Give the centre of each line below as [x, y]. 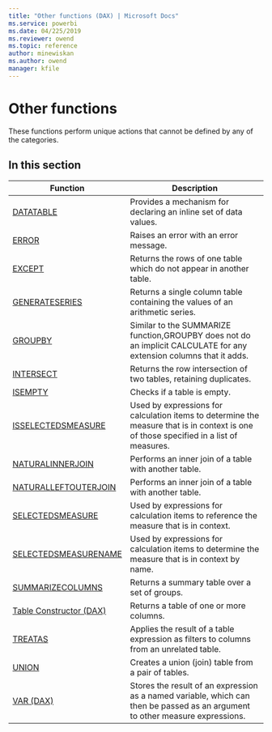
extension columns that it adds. [189, 355]
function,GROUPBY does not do [190, 335]
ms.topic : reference [43, 46]
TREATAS [30, 639]
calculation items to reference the [193, 515]
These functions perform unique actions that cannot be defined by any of [131, 131]
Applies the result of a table [182, 628]
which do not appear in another [189, 268]
